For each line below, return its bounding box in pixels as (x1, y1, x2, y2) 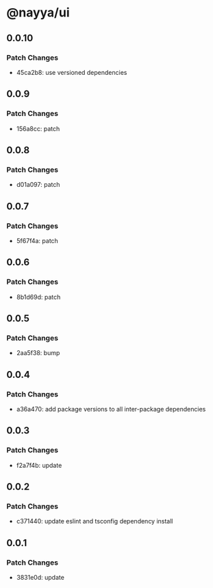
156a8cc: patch (16, 124, 60, 133)
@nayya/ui (6, 5, 70, 21)
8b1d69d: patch (16, 293, 61, 301)
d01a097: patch (16, 181, 60, 189)
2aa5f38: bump (16, 349, 60, 357)
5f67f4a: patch (16, 236, 59, 245)
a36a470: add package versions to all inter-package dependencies (16, 405, 206, 413)
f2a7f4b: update (16, 461, 62, 469)
